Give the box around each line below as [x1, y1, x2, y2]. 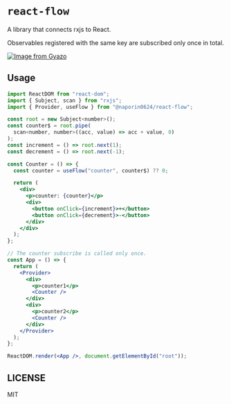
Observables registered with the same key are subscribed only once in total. [7, 38, 225, 46]
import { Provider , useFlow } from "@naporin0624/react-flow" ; [7, 103, 194, 110]
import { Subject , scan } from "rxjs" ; [7, 97, 122, 104]
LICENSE [7, 372, 46, 384]
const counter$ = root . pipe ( [7, 123, 91, 130]
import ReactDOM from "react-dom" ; [7, 90, 110, 98]
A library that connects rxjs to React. [7, 25, 111, 33]
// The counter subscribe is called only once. [7, 250, 147, 257]
